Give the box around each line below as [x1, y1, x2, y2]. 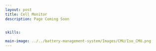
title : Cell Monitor [5, 12, 48, 17]
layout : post [5, 7, 32, 12]
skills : [5, 30, 21, 35]
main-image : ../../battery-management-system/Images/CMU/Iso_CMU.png [5, 39, 152, 44]
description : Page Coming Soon [5, 16, 70, 21]
